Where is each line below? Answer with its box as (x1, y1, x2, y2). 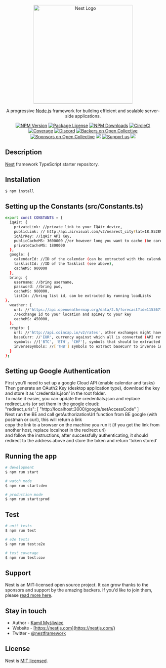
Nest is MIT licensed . (5, 658, 48, 664)
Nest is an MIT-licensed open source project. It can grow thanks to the (5, 582, 149, 588)
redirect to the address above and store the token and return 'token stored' (5, 438, 158, 444)
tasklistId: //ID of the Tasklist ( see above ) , (14, 261, 114, 266)
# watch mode (5, 478, 32, 484)
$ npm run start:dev (5, 483, 48, 488)
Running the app (5, 452, 57, 460)
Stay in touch (5, 607, 47, 615)
